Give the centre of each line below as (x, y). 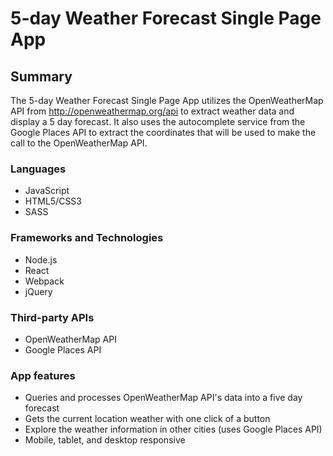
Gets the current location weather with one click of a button (147, 419)
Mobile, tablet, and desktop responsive (105, 440)
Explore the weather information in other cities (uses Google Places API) (173, 429)
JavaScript (47, 191)
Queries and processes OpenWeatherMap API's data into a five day (163, 398)
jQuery (38, 291)
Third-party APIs (52, 317)
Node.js (41, 259)
